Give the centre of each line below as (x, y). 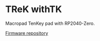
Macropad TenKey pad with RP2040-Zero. (50, 23)
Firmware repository (27, 33)
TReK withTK (34, 9)
